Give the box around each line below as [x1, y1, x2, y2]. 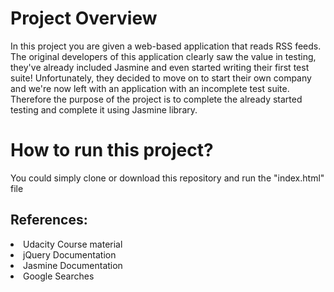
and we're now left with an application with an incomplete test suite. [10, 82, 290, 94]
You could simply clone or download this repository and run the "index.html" [10, 172, 325, 184]
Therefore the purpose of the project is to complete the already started [10, 93, 303, 105]
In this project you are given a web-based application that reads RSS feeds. [10, 40, 322, 52]
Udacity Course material [23, 238, 123, 250]
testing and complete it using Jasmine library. [10, 103, 198, 116]
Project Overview [10, 7, 158, 30]
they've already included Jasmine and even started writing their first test [10, 61, 310, 73]
